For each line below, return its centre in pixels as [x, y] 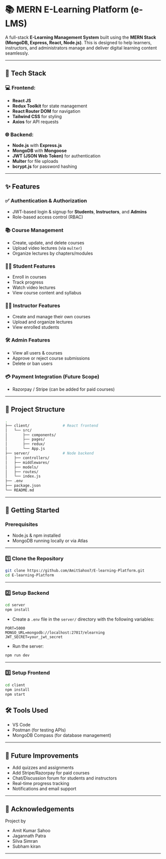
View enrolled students [36, 327]
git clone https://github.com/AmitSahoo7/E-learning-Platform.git [75, 571]
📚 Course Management [34, 230]
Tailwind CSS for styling [37, 116]
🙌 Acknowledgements [40, 809]
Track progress [28, 282]
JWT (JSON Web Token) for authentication [56, 156]
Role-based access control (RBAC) [48, 217]
